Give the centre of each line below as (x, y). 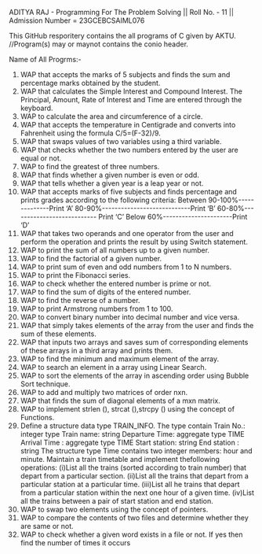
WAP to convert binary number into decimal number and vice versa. (130, 317)
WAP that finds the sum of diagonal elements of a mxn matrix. (120, 401)
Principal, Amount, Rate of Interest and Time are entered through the (131, 100)
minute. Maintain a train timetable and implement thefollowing (120, 459)
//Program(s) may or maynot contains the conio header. (99, 44)
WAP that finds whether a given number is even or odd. (109, 175)
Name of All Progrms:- (45, 59)
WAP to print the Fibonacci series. (75, 275)
